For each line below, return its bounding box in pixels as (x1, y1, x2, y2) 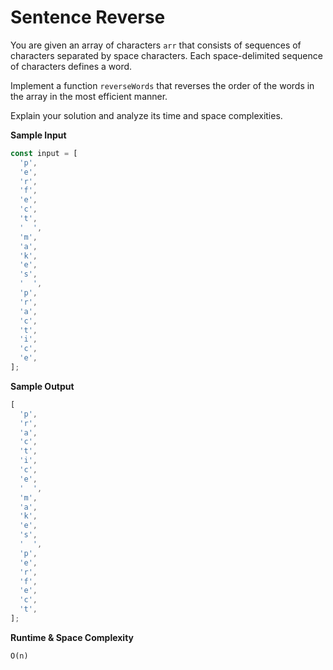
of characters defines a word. (10, 60, 133, 72)
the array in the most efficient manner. (10, 90, 168, 102)
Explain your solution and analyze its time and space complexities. (10, 109, 283, 121)
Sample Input (10, 129, 67, 141)
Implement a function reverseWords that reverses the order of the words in (10, 79, 315, 91)
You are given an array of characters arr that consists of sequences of (10, 39, 302, 51)
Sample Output (10, 380, 75, 392)
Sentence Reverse (10, 6, 166, 29)
